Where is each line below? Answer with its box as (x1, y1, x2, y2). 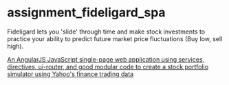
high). (7, 42, 24, 50)
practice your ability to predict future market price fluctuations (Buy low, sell (7, 34, 223, 42)
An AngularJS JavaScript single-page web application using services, (7, 55, 205, 63)
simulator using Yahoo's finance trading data (7, 70, 134, 78)
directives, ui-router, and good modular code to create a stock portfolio (7, 62, 208, 71)
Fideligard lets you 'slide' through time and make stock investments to (7, 27, 206, 36)
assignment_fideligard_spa (7, 5, 166, 21)
